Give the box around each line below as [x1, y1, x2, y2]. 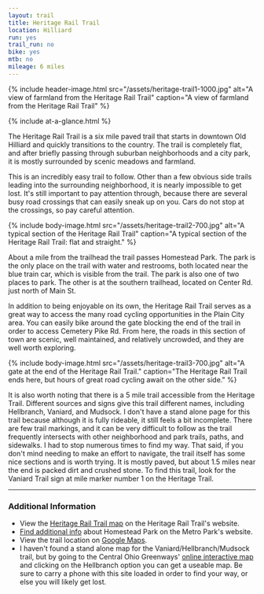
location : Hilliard [8, 26, 72, 34]
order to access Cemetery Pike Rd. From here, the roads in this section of [8, 326, 246, 335]
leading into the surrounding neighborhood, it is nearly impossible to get [8, 180, 242, 190]
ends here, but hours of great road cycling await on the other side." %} [8, 374, 237, 384]
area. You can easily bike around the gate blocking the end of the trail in [8, 318, 241, 327]
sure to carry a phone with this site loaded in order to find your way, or [19, 569, 248, 578]
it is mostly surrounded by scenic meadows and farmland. [8, 157, 196, 166]
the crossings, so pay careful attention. [8, 205, 135, 215]
